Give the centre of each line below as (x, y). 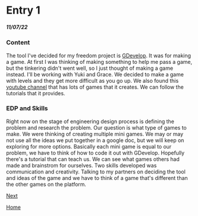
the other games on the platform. (46, 184)
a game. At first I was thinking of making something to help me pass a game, (99, 62)
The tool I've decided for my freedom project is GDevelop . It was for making (98, 55)
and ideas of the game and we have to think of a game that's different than (97, 178)
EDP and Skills (27, 108)
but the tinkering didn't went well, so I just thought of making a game (90, 68)
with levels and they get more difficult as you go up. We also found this (92, 80)
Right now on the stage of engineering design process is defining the (90, 121)
